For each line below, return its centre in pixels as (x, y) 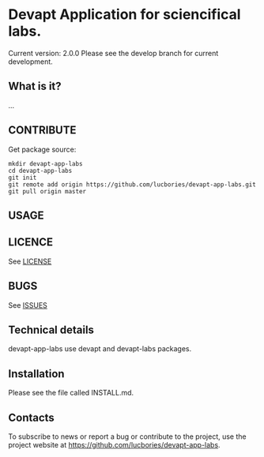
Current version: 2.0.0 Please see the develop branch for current (113, 53)
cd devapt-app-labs (40, 170)
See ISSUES (28, 305)
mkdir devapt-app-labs (45, 163)
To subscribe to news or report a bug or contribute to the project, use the (127, 436)
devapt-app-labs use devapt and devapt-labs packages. (100, 349)
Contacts (32, 417)
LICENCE (31, 242)
